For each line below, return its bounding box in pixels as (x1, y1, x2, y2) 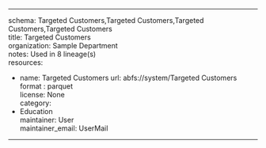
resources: (8, 58, 44, 67)
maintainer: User (19, 116, 74, 124)
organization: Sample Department (8, 41, 119, 50)
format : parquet (19, 82, 74, 91)
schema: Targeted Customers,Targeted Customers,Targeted (8, 16, 204, 25)
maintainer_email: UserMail (19, 123, 108, 133)
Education (19, 107, 53, 116)
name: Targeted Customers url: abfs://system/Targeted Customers (19, 73, 237, 82)
